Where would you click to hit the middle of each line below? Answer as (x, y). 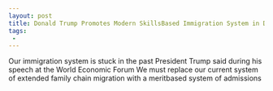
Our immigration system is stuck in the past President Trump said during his (135, 61)
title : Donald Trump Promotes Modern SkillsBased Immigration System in (134, 23)
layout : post (30, 16)
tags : (17, 31)
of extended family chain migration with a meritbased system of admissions (135, 78)
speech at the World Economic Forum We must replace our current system (133, 70)
